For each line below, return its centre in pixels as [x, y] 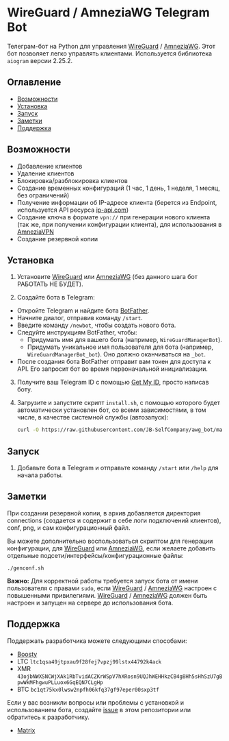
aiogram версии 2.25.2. [40, 60]
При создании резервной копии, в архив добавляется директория [104, 513]
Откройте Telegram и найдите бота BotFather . [83, 311]
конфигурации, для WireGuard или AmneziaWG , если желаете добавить [111, 548]
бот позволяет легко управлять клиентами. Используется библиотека [110, 53]
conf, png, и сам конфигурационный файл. [69, 527]
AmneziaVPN [36, 232]
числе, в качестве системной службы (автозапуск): [93, 417]
